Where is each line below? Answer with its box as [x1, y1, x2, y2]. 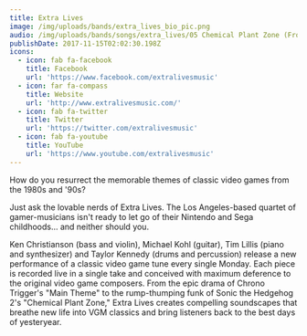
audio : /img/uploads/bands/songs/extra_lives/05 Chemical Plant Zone [9, 30, 281, 39]
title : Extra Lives [9, 13, 84, 23]
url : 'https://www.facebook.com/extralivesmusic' [26, 73, 219, 82]
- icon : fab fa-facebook [17, 56, 112, 65]
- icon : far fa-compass [17, 81, 108, 90]
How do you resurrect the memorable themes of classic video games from [9, 174, 290, 185]
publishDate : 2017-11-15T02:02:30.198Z [9, 38, 162, 48]
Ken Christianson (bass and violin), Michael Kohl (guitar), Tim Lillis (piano [9, 238, 285, 249]
